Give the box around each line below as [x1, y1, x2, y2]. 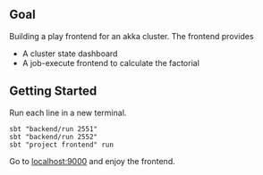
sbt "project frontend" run [9, 140, 115, 149]
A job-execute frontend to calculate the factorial [21, 57, 199, 68]
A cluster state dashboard [21, 48, 118, 59]
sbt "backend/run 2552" [9, 132, 98, 141]
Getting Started [9, 84, 98, 99]
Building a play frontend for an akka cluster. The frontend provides [9, 30, 254, 41]
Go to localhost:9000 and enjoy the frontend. [9, 155, 176, 166]
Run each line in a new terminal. [9, 107, 127, 118]
